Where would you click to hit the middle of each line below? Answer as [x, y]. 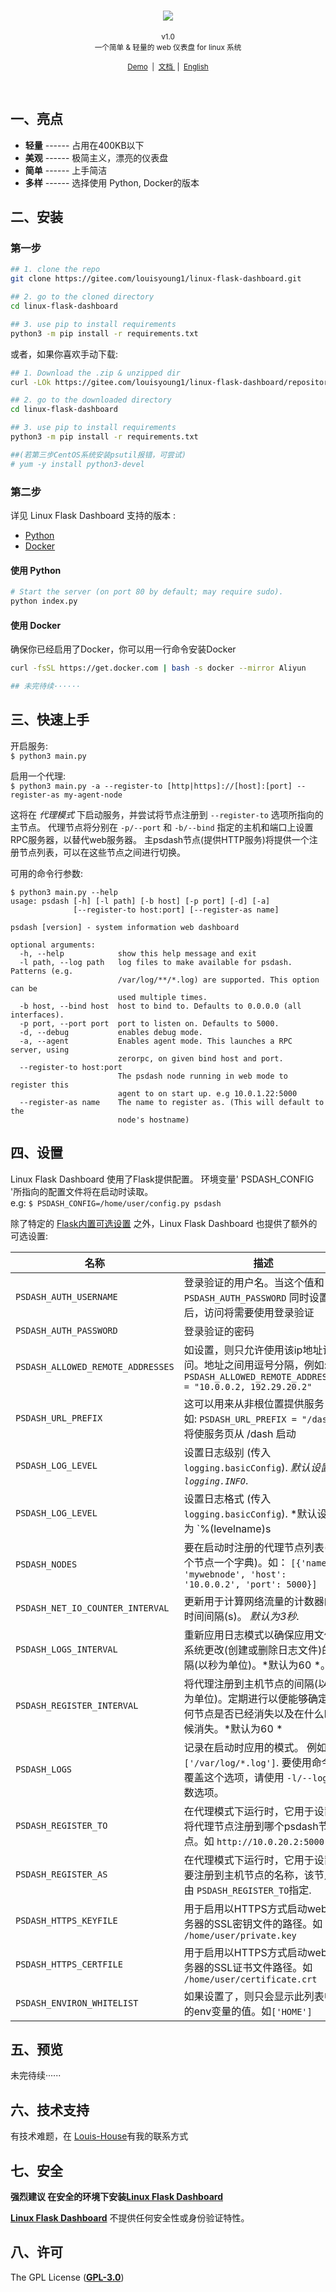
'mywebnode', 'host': [235, 1574]
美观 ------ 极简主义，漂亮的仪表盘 [96, 157]
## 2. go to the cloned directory [82, 297]
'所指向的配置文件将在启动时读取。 [82, 1191]
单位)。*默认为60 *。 [279, 1665]
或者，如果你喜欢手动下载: [64, 354]
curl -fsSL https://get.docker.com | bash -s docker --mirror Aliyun [158, 668]
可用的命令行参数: [47, 873]
